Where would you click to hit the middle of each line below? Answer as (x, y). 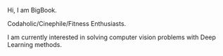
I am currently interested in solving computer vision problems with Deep (112, 37)
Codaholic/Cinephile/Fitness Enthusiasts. (67, 23)
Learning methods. (34, 44)
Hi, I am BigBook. (32, 10)
